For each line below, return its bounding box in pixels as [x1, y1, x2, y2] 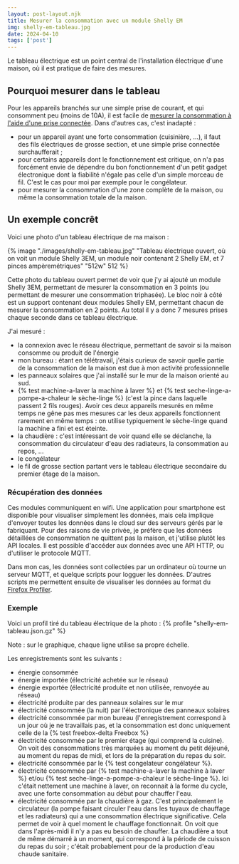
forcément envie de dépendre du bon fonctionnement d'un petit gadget [17, 162, 228, 171]
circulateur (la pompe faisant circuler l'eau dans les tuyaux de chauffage [17, 804, 230, 813]
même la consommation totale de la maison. [17, 193, 147, 202]
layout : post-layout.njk [7, 10, 81, 18]
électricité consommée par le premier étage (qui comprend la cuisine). [17, 737, 224, 745]
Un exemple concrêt [7, 214, 99, 226]
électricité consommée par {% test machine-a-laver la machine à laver [17, 766, 225, 775]
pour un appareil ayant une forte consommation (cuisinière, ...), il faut [17, 132, 221, 141]
